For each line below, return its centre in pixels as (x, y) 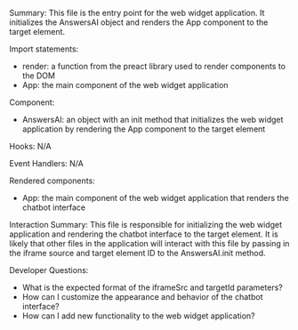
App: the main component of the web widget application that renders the (155, 198)
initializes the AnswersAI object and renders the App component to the (139, 22)
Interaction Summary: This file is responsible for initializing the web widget (146, 225)
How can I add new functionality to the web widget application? (138, 316)
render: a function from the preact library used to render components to (154, 66)
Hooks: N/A (30, 146)
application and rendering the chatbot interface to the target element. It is (144, 234)
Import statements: (44, 49)
